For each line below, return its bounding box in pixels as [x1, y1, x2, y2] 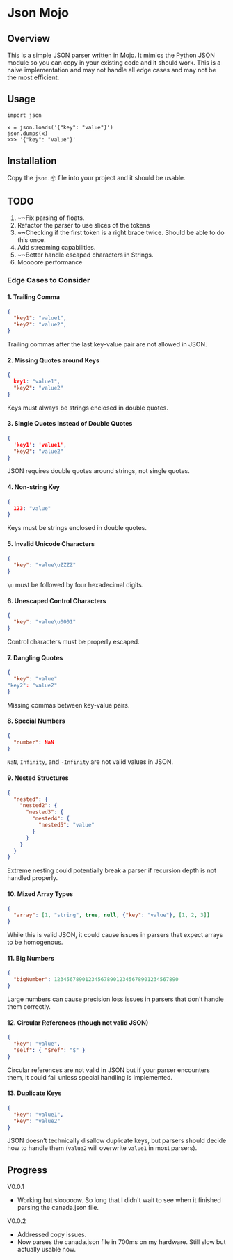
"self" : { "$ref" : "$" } [13, 1046, 86, 1053]
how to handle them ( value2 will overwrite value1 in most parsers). [7, 1144, 198, 1152]
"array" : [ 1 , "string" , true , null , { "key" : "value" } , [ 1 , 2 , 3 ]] [13, 911, 210, 919]
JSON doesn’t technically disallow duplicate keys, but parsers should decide [7, 1136, 227, 1145]
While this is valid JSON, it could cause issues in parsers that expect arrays [7, 931, 223, 939]
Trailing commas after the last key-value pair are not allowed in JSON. [7, 340, 207, 349]
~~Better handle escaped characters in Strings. [17, 250, 154, 259]
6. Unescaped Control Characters [7, 596, 106, 605]
